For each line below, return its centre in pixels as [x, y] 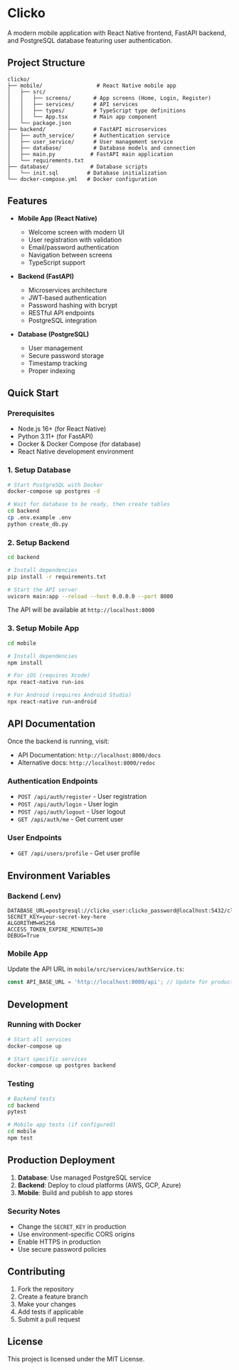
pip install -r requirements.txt [57, 577]
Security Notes [34, 1211]
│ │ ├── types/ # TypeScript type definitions [97, 111]
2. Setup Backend [38, 542]
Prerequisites [31, 413]
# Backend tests [31, 1099]
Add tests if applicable [51, 1312]
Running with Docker [44, 1025]
